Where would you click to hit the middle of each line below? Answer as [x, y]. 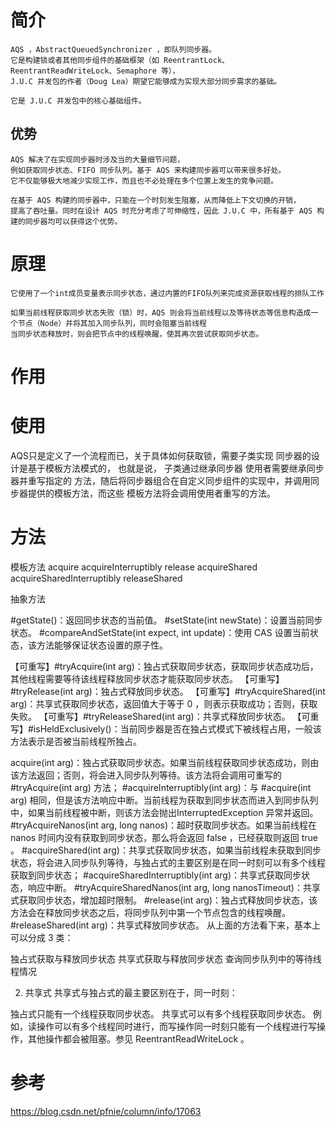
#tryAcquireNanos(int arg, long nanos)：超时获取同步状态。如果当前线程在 [164, 825]
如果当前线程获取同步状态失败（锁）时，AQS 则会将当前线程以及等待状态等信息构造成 [161, 312]
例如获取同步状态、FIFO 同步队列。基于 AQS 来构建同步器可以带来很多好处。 [148, 170]
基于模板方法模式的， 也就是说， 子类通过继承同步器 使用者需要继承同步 [176, 468]
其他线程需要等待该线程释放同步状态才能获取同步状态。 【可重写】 [147, 678]
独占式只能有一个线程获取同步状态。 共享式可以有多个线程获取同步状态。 [160, 1013]
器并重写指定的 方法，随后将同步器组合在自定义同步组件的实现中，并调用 [160, 480]
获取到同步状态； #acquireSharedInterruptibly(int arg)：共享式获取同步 [156, 875]
